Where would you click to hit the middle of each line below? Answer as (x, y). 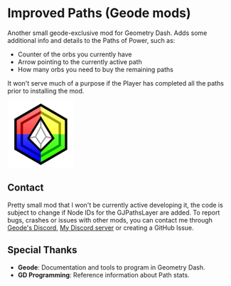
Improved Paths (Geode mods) (99, 13)
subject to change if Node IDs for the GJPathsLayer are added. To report (114, 213)
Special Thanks (42, 250)
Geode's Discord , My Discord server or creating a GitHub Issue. (101, 228)
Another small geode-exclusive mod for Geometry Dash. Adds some (107, 33)
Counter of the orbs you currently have (75, 54)
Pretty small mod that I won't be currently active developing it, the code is (116, 205)
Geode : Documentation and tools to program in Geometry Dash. (111, 267)
